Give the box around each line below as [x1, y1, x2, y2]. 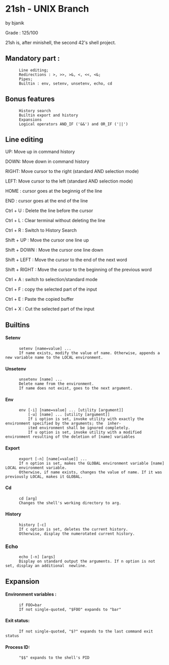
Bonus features [5, 95, 55, 103]
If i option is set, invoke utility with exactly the [27, 416, 144, 422]
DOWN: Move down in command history [5, 158, 90, 165]
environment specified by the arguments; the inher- [5, 421, 122, 426]
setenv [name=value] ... [18, 346, 72, 351]
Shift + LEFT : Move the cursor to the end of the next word [5, 257, 127, 263]
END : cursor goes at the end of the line [5, 198, 88, 204]
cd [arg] [18, 496, 38, 501]
